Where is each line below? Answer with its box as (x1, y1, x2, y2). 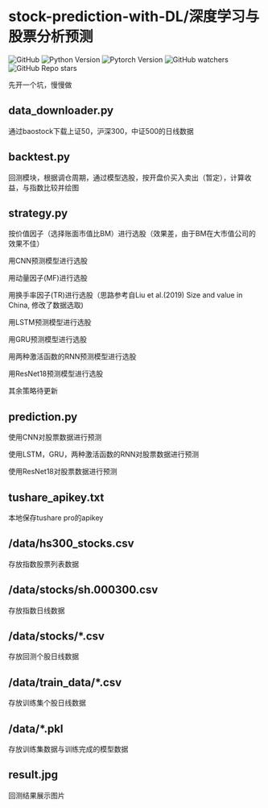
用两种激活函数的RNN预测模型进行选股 (8, 352, 137, 361)
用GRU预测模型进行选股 (8, 335, 87, 344)
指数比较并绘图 (29, 182, 79, 192)
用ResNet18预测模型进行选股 (8, 369, 104, 379)
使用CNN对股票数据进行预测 (8, 432, 102, 442)
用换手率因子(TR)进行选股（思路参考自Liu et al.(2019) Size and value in (8, 290, 243, 300)
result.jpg (8, 768, 59, 782)
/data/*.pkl (8, 722, 64, 735)
